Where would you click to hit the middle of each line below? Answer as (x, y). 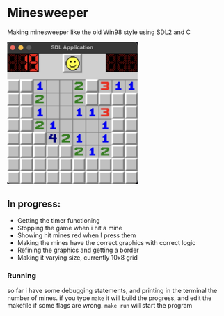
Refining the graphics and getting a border (78, 250)
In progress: (34, 204)
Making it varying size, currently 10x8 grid (77, 258)
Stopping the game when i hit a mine (70, 228)
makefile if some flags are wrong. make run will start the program (100, 306)
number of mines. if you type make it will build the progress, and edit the (110, 298)
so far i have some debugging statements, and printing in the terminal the (112, 291)
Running (22, 275)
